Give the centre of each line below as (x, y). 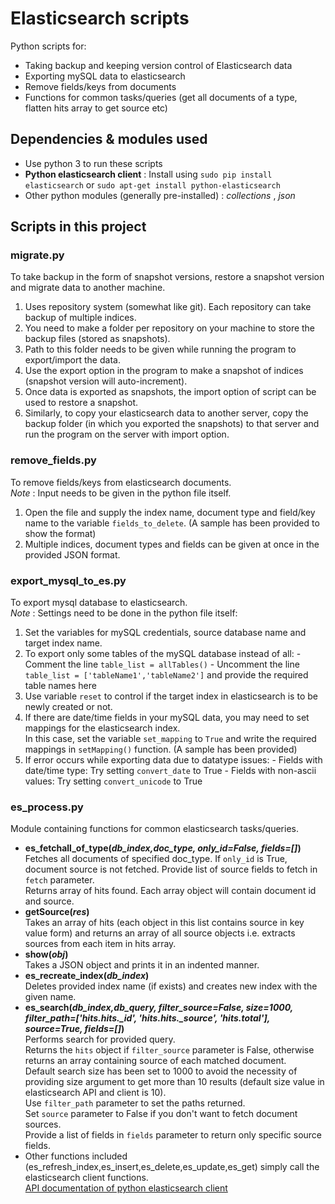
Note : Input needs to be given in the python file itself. (121, 493)
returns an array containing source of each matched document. (155, 1061)
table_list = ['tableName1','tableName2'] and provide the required (166, 675)
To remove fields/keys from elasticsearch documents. (121, 482)
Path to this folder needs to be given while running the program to (160, 349)
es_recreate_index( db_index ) (87, 976)
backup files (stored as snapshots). (97, 339)
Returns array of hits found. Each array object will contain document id (170, 891)
